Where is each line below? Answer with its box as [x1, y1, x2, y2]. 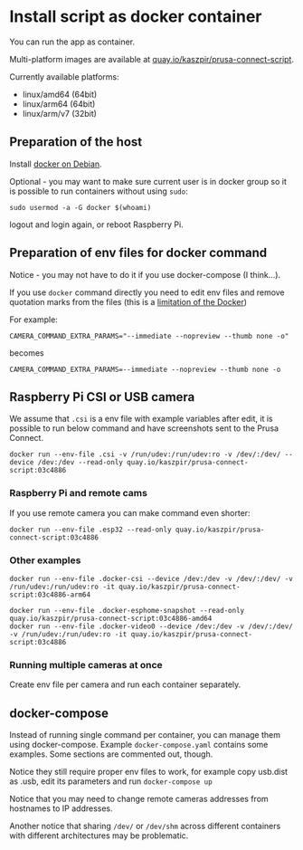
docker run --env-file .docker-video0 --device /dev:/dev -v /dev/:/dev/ [9, 622, 294, 631]
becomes [9, 347, 44, 358]
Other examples [9, 554, 81, 567]
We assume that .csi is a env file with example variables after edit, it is [9, 414, 273, 425]
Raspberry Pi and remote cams [9, 487, 147, 500]
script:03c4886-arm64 [9, 590, 91, 599]
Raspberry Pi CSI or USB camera [9, 389, 195, 405]
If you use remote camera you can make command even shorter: [9, 507, 251, 518]
